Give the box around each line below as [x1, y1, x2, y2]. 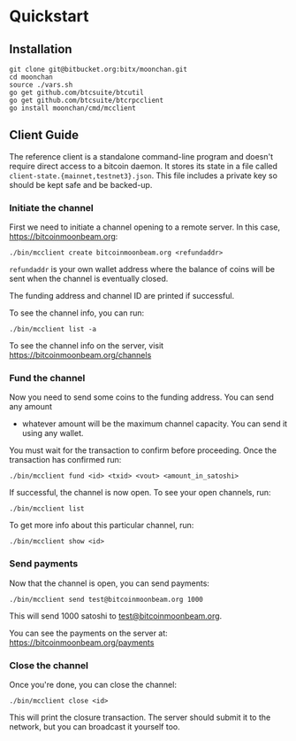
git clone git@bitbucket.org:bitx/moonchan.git [9, 65, 188, 74]
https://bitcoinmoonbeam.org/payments [9, 636, 155, 648]
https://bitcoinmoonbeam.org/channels [9, 350, 152, 361]
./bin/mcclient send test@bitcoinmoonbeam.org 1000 [9, 595, 203, 604]
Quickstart [9, 6, 90, 27]
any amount [9, 402, 53, 412]
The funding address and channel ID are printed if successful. [9, 291, 235, 301]
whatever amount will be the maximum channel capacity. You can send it [21, 418, 288, 429]
